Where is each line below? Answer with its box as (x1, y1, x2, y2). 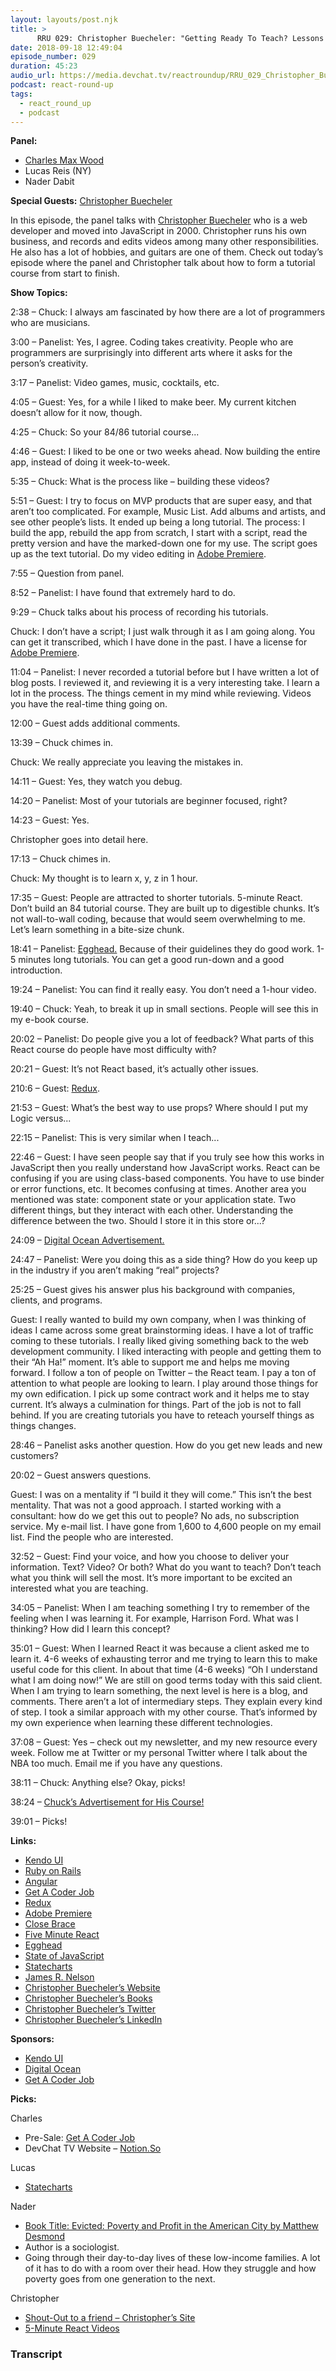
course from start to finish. (10, 267, 120, 280)
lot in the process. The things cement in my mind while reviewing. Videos (10, 687, 312, 700)
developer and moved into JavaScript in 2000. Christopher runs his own (10, 225, 307, 237)
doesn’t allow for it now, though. (10, 407, 143, 419)
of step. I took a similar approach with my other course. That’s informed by (10, 1706, 318, 1718)
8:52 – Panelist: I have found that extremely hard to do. (10, 587, 236, 599)
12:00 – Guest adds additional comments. (10, 717, 181, 730)
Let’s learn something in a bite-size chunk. (10, 924, 185, 936)
